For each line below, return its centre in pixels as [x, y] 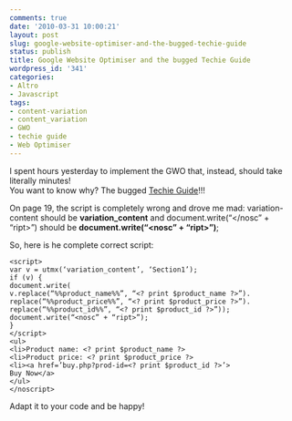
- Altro [24, 86]
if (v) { [26, 277]
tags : [20, 103]
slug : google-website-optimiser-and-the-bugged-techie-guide [128, 43]
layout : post [34, 35]
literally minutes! [40, 180]
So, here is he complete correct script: [82, 245]
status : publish [40, 52]
